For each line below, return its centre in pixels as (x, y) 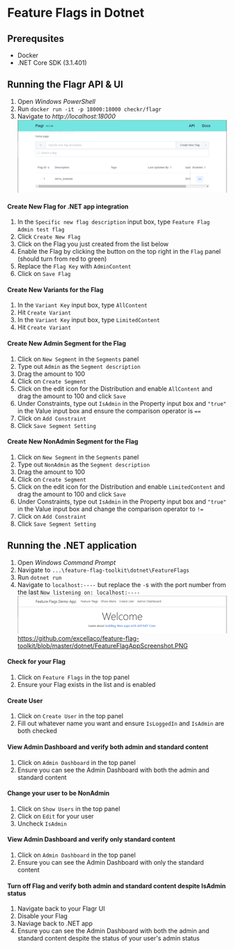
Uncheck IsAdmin (42, 823)
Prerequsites (36, 39)
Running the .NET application (72, 546)
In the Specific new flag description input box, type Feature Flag (114, 222)
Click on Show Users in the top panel (69, 808)
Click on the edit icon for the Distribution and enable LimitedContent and (121, 487)
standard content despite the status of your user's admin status (108, 939)
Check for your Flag (37, 662)
